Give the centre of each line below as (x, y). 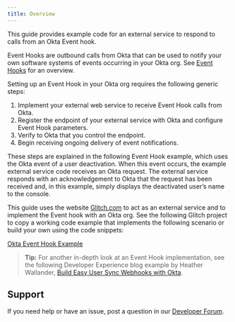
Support (26, 295)
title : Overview (31, 14)
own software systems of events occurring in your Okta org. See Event (110, 62)
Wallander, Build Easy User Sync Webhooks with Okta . (104, 272)
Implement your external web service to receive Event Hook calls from (120, 105)
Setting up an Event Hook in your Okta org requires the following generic (113, 84)
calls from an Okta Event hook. (52, 41)
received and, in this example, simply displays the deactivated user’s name (116, 186)
